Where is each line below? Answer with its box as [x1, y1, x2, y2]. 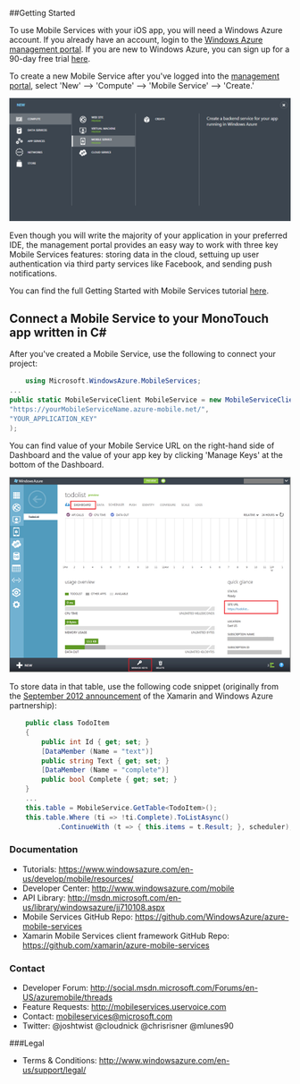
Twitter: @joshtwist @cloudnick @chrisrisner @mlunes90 [21, 1020, 234, 1031]
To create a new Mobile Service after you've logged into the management [9, 71, 279, 81]
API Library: [21, 892, 66, 902]
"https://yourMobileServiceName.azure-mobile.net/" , [9, 404, 210, 414]
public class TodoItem [25, 719, 110, 728]
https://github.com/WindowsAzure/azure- [135, 911, 289, 922]
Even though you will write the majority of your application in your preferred [9, 230, 287, 241]
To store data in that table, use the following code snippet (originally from [9, 682, 279, 692]
